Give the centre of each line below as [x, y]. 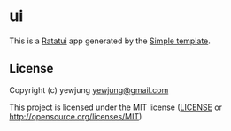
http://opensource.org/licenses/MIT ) [76, 116]
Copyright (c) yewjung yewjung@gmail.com [89, 89]
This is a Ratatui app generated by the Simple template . [110, 41]
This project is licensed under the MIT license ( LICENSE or [116, 107]
